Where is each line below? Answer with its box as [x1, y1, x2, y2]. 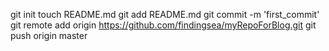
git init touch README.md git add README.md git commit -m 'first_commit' [10, 9, 320, 20]
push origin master [10, 30, 88, 41]
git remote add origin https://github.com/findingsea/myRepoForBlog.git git [10, 19, 317, 31]
